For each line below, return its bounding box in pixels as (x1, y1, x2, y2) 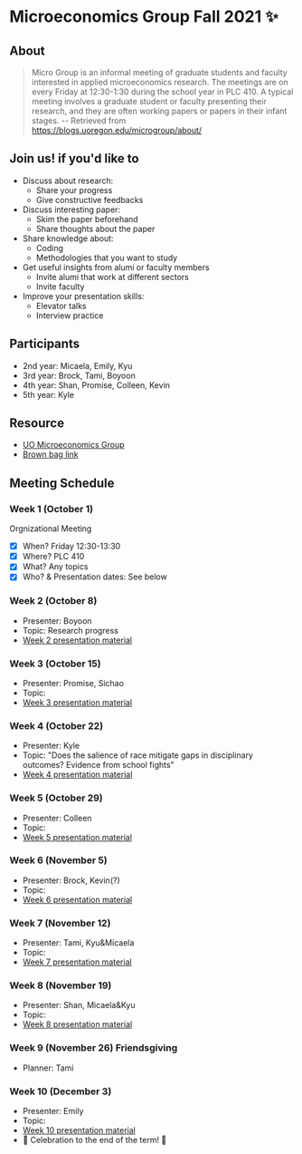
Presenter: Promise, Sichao (22, 677, 125, 688)
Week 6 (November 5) (9, 854, 109, 867)
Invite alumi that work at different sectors (35, 271, 190, 282)
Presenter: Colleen (22, 812, 92, 823)
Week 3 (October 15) (9, 657, 101, 670)
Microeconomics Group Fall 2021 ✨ (9, 6, 278, 27)
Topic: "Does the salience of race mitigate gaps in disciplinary (22, 750, 253, 761)
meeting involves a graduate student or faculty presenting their (31, 96, 267, 106)
